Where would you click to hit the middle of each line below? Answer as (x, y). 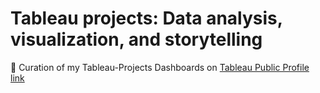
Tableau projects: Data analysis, (146, 18)
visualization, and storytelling (136, 39)
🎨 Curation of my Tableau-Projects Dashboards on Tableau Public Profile (160, 67)
